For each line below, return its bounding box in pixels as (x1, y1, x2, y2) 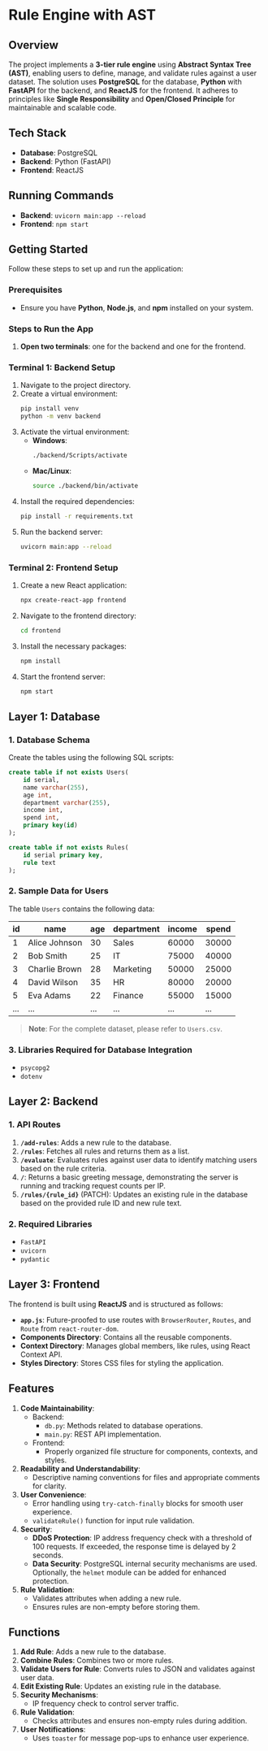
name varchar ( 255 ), (23, 783, 89, 792)
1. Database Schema (8, 734, 91, 745)
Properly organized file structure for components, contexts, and (44, 1446, 258, 1456)
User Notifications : (19, 1725, 86, 1735)
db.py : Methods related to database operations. (44, 1420, 203, 1430)
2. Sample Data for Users (8, 885, 109, 897)
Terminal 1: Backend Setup (8, 362, 116, 373)
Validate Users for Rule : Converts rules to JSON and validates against (19, 1664, 256, 1674)
